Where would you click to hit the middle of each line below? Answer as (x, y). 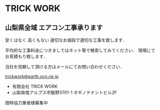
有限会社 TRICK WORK (35, 86)
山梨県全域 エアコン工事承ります (54, 27)
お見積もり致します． (26, 56)
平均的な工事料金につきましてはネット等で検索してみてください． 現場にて (80, 50)
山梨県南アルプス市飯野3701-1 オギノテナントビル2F (64, 92)
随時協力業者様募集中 (26, 103)
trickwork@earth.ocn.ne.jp (32, 76)
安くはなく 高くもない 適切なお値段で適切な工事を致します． (66, 40)
